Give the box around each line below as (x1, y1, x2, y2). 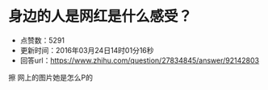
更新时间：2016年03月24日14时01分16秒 (19, 45, 155, 55)
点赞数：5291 (19, 35, 65, 45)
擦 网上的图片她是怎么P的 (8, 72, 93, 82)
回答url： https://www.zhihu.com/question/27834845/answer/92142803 (19, 55, 260, 65)
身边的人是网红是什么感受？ (8, 7, 193, 26)
